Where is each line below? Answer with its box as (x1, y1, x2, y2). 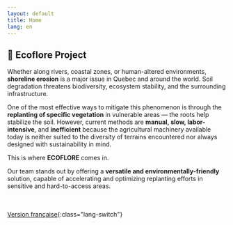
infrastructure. (7, 90, 49, 98)
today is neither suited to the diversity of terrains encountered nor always (7, 133, 218, 141)
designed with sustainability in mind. (7, 140, 112, 148)
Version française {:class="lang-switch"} (7, 210, 123, 219)
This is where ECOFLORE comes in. (7, 154, 109, 162)
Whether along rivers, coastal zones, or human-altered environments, (7, 68, 207, 76)
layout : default (7, 10, 54, 17)
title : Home (7, 17, 42, 24)
